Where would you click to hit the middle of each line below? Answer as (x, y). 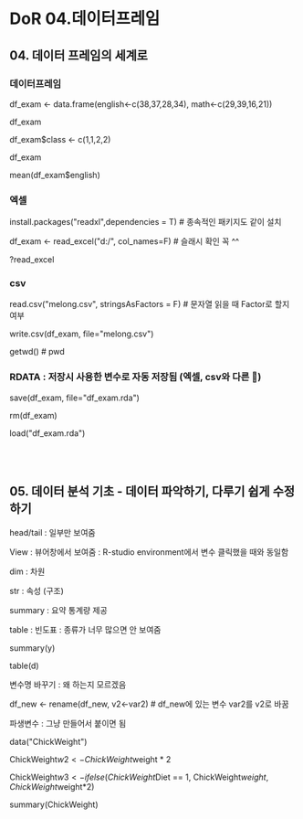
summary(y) (32, 648)
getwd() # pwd (37, 352)
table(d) (24, 665)
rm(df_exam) (33, 415)
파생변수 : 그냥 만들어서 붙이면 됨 (68, 723)
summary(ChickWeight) (54, 804)
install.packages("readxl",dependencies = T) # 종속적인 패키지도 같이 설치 (146, 222)
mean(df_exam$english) (55, 175)
